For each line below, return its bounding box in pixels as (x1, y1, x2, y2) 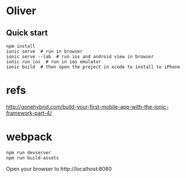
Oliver (6, 4, 36, 18)
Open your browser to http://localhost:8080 (6, 165, 112, 172)
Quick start (6, 28, 48, 38)
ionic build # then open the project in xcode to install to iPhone (6, 64, 181, 70)
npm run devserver (6, 150, 51, 156)
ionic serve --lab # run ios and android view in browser (6, 54, 154, 60)
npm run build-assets (6, 155, 59, 161)
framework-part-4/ (6, 109, 52, 116)
